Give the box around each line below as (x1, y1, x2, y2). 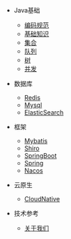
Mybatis (24, 137, 48, 145)
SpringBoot (24, 152, 57, 159)
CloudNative (24, 195, 61, 203)
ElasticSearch (24, 108, 64, 117)
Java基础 (13, 6, 40, 14)
